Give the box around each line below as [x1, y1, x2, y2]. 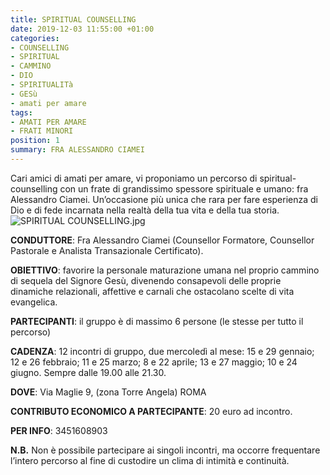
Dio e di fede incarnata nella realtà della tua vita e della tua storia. [10, 204, 280, 216]
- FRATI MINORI [10, 126, 74, 136]
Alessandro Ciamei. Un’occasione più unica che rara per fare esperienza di [10, 193, 319, 205]
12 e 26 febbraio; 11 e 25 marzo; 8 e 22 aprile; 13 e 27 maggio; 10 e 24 [10, 356, 298, 368]
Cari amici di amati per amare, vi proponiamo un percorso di [10, 172, 258, 184]
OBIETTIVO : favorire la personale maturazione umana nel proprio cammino [10, 264, 320, 276]
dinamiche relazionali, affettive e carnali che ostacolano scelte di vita [10, 285, 295, 297]
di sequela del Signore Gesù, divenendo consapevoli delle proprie [10, 274, 282, 286]
